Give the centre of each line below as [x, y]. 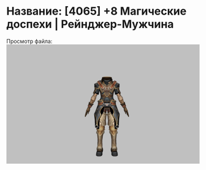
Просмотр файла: [29, 41]
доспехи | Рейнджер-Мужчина [90, 24]
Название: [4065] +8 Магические [97, 11]
